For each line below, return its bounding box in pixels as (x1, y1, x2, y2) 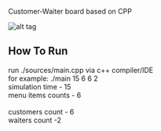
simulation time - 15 (8, 82, 71, 91)
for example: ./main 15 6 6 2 (8, 74, 98, 83)
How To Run (8, 45, 68, 58)
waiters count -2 (8, 115, 61, 125)
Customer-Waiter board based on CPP (8, 7, 132, 16)
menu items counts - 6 (8, 90, 82, 100)
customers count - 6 (8, 107, 75, 116)
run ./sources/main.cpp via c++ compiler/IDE (8, 65, 154, 75)
